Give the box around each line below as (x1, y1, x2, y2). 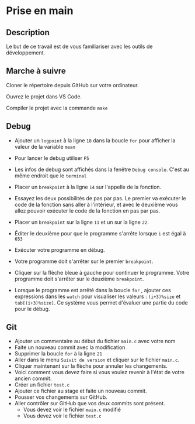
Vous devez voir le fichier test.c (23, 412, 102, 419)
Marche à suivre (6, 66, 66, 76)
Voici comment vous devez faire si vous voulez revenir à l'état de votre (14, 369, 185, 376)
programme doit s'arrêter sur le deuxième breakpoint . (14, 275, 144, 282)
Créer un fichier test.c (14, 381, 70, 388)
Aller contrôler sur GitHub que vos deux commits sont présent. (14, 400, 165, 407)
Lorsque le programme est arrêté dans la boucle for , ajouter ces (14, 286, 171, 293)
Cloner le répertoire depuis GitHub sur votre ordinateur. (6, 81, 139, 88)
